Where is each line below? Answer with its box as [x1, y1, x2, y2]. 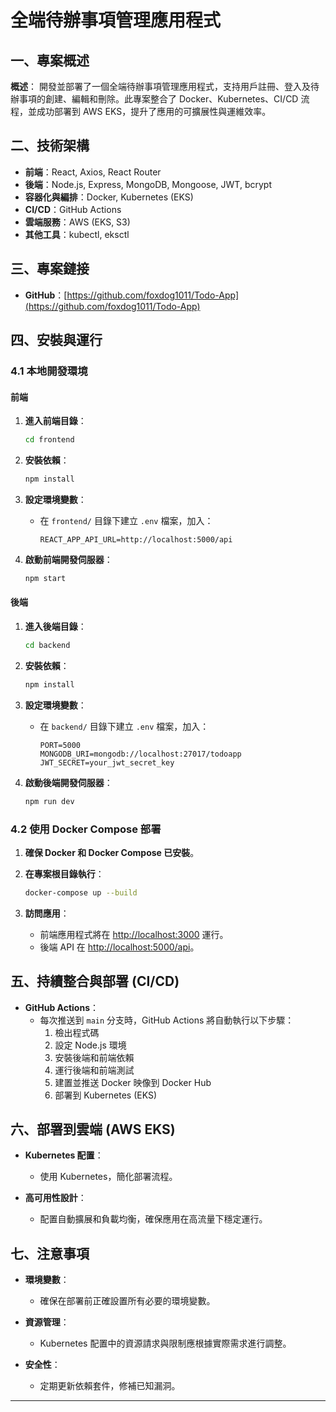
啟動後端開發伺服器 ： [24, 776, 113, 788]
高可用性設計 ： [24, 1192, 87, 1204]
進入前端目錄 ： [24, 415, 87, 427]
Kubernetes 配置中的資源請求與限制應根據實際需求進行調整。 [39, 1337, 292, 1350]
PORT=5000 [39, 740, 82, 750]
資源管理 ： [24, 1316, 70, 1328]
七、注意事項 [10, 1245, 90, 1262]
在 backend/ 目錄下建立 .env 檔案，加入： [39, 720, 210, 732]
